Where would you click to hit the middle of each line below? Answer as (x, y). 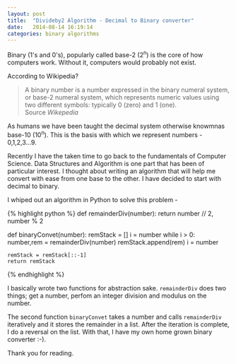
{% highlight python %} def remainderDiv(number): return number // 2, (111, 213)
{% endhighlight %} (36, 274)
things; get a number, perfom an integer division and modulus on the (107, 295)
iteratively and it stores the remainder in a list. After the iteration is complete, (118, 324)
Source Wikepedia (52, 112)
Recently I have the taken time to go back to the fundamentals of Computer (117, 155)
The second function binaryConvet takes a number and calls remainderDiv (114, 317)
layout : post (26, 14)
